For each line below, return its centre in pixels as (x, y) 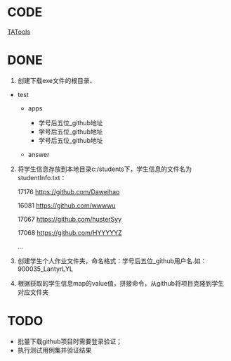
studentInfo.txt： (42, 177)
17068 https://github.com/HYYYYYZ (70, 232)
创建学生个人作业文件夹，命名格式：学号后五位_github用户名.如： (112, 260)
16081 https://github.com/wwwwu (66, 205)
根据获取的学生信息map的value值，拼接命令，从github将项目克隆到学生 (121, 283)
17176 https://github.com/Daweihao (68, 191)
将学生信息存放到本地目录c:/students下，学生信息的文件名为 (104, 169)
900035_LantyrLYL (45, 269)
